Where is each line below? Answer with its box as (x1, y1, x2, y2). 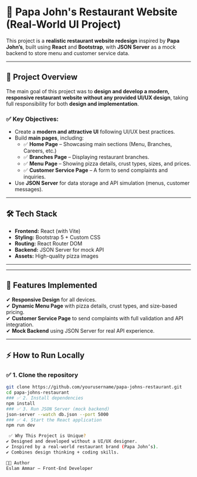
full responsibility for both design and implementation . (6, 100, 139, 107)
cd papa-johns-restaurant (6, 390, 69, 395)
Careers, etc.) (23, 147, 57, 154)
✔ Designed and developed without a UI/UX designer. (6, 438, 138, 445)
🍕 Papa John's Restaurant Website (6, 5, 178, 19)
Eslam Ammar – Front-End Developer (6, 465, 93, 471)
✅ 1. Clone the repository (6, 371, 79, 379)
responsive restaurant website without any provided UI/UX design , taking (6, 94, 189, 101)
